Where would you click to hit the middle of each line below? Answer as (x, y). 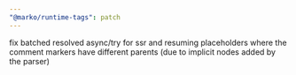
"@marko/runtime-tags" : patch (65, 17)
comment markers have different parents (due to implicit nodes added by (143, 52)
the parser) (30, 61)
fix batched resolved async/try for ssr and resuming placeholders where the (148, 42)
